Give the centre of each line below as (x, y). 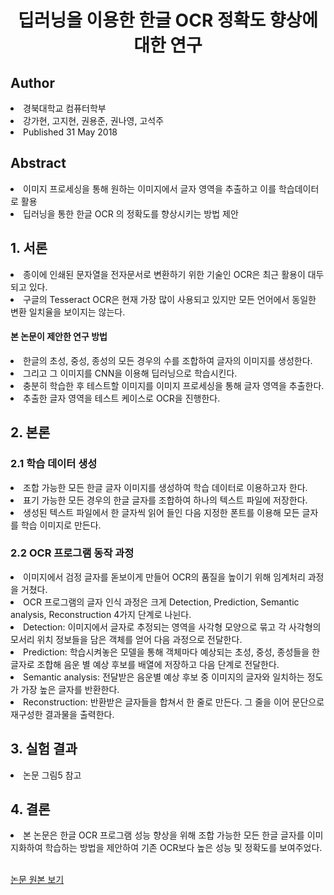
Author (32, 82)
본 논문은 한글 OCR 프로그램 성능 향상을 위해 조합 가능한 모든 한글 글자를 (164, 835)
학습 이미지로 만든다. (61, 525)
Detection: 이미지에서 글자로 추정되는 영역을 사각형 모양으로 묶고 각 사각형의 (172, 627)
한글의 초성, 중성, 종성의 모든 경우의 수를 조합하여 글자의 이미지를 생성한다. (168, 360)
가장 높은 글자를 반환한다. (70, 689)
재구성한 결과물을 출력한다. (62, 714)
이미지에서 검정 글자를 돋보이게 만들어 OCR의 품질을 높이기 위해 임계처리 (164, 577)
